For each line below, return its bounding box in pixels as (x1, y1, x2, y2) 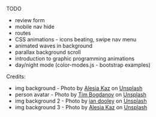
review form (14, 17, 45, 23)
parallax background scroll (14, 49, 81, 56)
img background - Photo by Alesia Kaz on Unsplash (14, 85, 143, 92)
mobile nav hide (14, 23, 55, 30)
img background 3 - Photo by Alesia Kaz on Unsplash (14, 104, 148, 110)
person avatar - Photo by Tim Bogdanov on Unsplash (14, 91, 147, 98)
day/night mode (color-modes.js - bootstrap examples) (14, 61, 151, 68)
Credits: (6, 73, 26, 80)
